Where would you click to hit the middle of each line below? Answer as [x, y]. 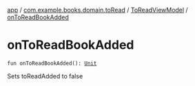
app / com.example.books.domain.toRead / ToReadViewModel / [97, 10]
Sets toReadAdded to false [45, 76]
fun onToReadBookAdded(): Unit [52, 63]
